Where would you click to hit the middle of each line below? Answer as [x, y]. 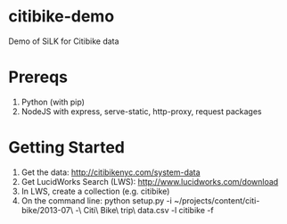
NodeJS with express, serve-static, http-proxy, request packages [141, 111]
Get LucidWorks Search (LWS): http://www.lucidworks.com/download [150, 181]
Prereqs [38, 77]
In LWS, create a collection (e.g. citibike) [95, 191]
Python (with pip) [53, 102]
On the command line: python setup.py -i [97, 200]
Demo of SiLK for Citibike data [64, 41]
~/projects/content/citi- [217, 200]
